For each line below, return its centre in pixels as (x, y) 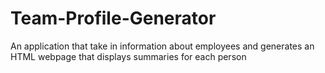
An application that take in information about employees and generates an (162, 46)
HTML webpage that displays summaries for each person (128, 56)
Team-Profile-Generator (113, 18)
